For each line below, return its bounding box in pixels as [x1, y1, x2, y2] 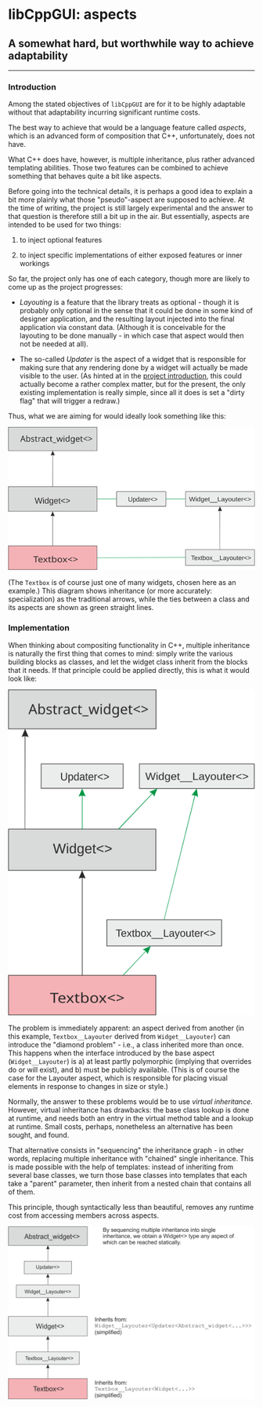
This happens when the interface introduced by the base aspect [8, 1048, 215, 1058]
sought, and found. [8, 1131, 70, 1140]
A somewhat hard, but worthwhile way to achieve [8, 37, 254, 50]
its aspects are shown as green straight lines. [8, 603, 154, 612]
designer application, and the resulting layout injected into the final [19, 314, 235, 323]
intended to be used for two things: [8, 220, 121, 229]
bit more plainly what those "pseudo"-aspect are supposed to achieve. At [8, 195, 245, 205]
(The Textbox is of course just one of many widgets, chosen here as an [8, 578, 236, 587]
